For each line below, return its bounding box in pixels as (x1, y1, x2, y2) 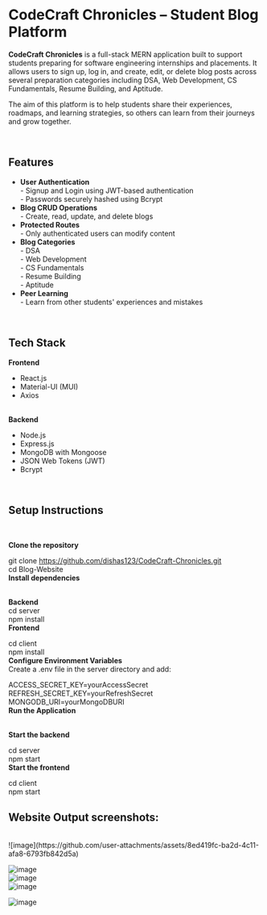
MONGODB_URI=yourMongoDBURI (8, 697, 125, 707)
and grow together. (8, 116, 72, 126)
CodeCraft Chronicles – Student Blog (8, 6, 259, 24)
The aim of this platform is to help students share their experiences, (8, 99, 233, 109)
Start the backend (8, 730, 70, 740)
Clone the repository (8, 541, 79, 550)
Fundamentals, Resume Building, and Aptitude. (8, 83, 163, 94)
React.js (19, 373, 47, 382)
